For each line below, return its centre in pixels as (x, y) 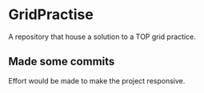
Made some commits (62, 62)
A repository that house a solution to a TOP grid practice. (102, 37)
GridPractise (51, 15)
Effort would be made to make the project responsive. (97, 80)
